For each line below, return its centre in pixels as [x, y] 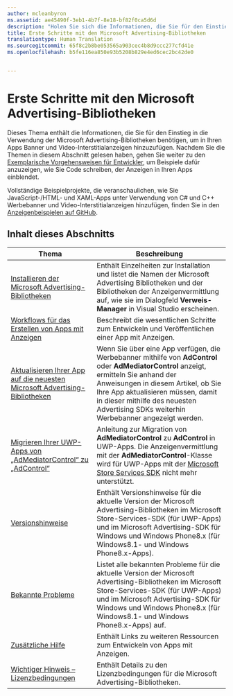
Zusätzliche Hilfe [38, 645]
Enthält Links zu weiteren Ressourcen [158, 636]
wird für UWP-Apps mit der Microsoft [158, 464]
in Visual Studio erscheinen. [174, 308]
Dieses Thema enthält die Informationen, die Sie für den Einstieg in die [108, 132]
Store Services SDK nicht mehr [147, 472]
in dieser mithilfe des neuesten [147, 401]
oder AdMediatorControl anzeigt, [152, 366]
